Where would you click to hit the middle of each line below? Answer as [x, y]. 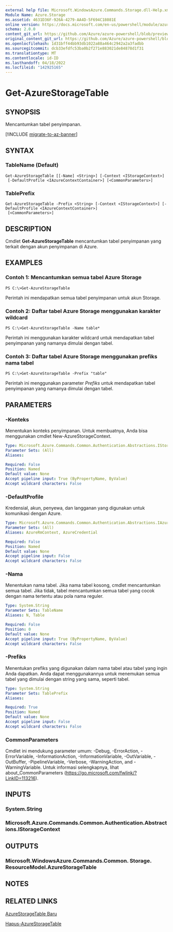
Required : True [22, 707]
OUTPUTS [22, 846]
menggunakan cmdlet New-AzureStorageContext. [58, 436]
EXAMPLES [24, 263]
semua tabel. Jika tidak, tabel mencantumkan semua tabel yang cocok [80, 591]
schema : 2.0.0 [21, 29]
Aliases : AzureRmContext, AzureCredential [51, 532]
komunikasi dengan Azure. [33, 513]
